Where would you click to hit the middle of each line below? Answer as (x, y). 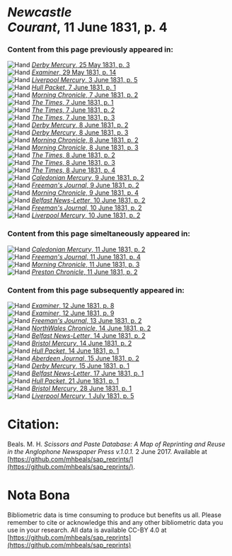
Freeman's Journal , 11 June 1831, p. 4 (86, 256)
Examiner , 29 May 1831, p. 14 (74, 72)
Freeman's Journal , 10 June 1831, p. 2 (87, 208)
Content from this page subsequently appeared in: (96, 290)
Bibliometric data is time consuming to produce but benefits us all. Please (114, 515)
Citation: (33, 425)
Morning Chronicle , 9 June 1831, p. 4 (85, 193)
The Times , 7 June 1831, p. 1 (72, 103)
